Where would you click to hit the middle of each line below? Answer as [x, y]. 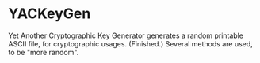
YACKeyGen [50, 14]
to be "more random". [44, 52]
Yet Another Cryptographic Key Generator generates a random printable [126, 35]
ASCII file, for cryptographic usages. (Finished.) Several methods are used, [131, 43]
